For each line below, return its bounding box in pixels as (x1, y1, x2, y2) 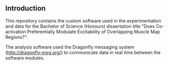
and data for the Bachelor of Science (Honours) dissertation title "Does (5, 23, 155, 29)
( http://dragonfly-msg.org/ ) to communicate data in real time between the (5, 49, 161, 55)
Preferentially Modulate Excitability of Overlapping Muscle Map (27, 28, 160, 35)
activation (5, 28, 27, 35)
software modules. (5, 55, 45, 61)
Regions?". (5, 34, 28, 40)
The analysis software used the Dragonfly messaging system (5, 44, 135, 50)
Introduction (5, 4, 46, 13)
